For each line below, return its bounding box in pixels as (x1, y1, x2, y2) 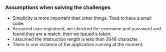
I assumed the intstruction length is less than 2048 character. (12, 36, 139, 42)
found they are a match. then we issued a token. (12, 31, 112, 37)
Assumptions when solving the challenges (5, 4, 111, 11)
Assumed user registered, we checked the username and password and (12, 26, 161, 32)
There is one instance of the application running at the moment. (12, 42, 144, 48)
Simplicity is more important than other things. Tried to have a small (12, 15, 151, 21)
